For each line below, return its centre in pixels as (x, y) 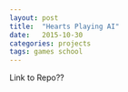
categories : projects (50, 43)
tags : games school (46, 52)
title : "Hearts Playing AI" (64, 26)
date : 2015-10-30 (46, 35)
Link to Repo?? (37, 77)
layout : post (34, 18)
